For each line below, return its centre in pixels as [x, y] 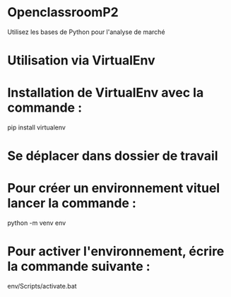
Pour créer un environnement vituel [114, 188]
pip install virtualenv [36, 127]
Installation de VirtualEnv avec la [106, 93]
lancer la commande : [72, 203]
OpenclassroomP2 [63, 12]
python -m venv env [37, 223]
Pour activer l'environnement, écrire [116, 251]
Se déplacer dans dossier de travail [113, 156]
